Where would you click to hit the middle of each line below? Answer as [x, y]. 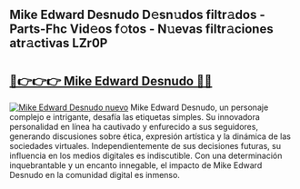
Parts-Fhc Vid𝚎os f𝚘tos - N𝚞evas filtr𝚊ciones [142, 30]
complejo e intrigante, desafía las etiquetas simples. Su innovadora [135, 117]
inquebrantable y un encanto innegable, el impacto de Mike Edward [136, 165]
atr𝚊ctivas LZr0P [59, 43]
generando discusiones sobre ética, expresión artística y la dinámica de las [150, 136]
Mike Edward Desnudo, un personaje [200, 107]
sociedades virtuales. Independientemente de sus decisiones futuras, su [145, 146]
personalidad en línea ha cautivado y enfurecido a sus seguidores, [134, 127]
